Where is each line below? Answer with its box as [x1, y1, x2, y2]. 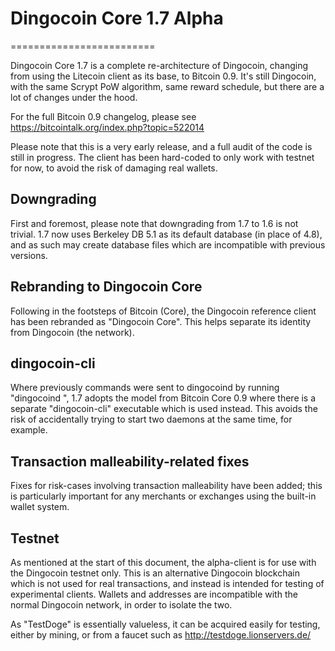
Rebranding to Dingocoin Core [10, 278, 203, 296]
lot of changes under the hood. [10, 91, 138, 103]
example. [10, 424, 48, 436]
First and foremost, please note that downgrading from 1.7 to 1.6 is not [10, 217, 299, 229]
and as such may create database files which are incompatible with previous [10, 238, 326, 251]
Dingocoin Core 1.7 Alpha [10, 7, 224, 30]
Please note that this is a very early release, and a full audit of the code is [10, 140, 313, 152]
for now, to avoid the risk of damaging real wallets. [10, 162, 218, 174]
